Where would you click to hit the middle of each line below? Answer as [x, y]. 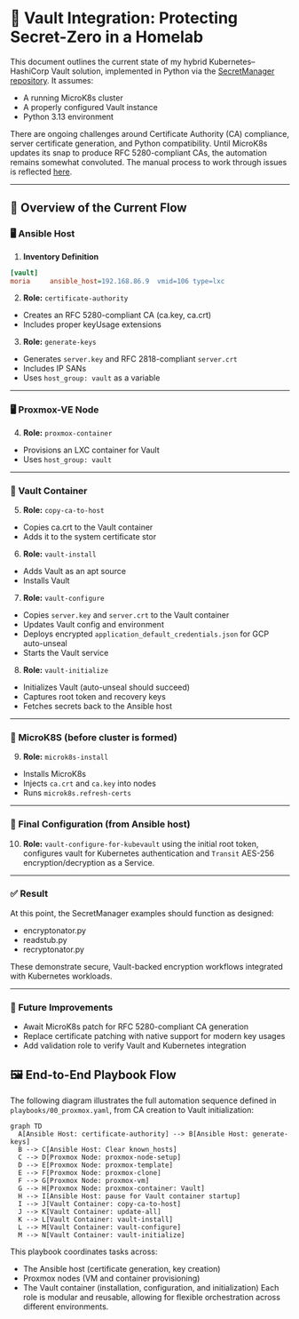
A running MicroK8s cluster [73, 98]
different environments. [66, 1307]
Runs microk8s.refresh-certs [77, 793]
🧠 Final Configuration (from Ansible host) [100, 824]
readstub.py [45, 939]
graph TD [26, 1126]
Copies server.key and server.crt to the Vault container [126, 615]
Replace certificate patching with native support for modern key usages [154, 1036]
